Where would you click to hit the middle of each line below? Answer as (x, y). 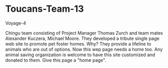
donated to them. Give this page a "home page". (56, 60)
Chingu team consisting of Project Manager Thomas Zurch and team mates (84, 33)
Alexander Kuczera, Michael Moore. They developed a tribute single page (82, 38)
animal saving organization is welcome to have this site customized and (80, 55)
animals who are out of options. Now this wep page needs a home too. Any (84, 49)
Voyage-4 (16, 23)
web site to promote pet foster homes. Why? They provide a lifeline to (78, 43)
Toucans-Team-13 (45, 9)
